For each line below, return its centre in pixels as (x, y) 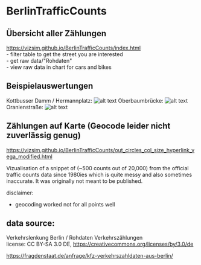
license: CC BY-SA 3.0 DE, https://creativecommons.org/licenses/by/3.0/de (100, 244)
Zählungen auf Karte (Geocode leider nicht (88, 126)
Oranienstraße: (25, 107)
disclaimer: (20, 193)
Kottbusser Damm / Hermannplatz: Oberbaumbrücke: (85, 100)
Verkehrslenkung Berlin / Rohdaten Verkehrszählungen (75, 238)
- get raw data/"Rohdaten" (39, 61)
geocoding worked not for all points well (65, 204)
